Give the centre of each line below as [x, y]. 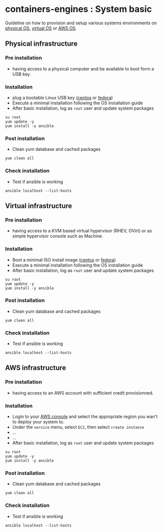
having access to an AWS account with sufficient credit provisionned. [83, 393]
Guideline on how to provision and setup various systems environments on [81, 23]
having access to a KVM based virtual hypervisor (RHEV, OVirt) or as [82, 231]
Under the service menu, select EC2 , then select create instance [78, 427]
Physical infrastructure [41, 44]
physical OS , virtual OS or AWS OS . [41, 28]
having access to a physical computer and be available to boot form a [83, 68]
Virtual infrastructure [39, 206]
